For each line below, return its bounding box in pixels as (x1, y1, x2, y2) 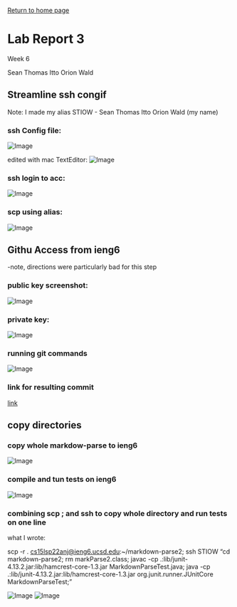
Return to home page (7, 6, 70, 14)
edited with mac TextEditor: (7, 156, 88, 164)
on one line (7, 517, 46, 527)
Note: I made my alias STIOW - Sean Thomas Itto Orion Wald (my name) (7, 107, 218, 116)
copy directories (7, 419, 82, 431)
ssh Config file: (7, 125, 62, 135)
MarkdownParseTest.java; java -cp (109, 562, 211, 571)
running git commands (7, 348, 88, 358)
